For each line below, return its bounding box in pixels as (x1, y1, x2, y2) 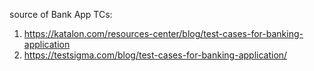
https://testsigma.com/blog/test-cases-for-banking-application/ (23, 49, 288, 61)
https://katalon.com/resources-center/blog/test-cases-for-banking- (23, 28, 304, 39)
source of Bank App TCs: (9, 9, 113, 20)
